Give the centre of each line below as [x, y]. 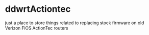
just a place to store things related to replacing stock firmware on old [75, 23]
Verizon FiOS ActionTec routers [37, 28]
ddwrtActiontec [38, 9]
